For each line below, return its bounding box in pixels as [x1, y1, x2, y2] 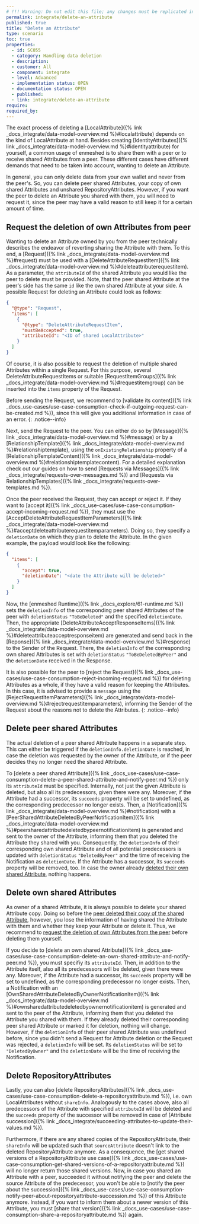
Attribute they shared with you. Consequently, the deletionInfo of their [6, 839, 179, 846]
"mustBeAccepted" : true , [21, 327, 84, 333]
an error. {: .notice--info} [6, 416, 66, 423]
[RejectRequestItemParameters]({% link [6, 693, 104, 700]
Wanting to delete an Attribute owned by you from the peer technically [6, 238, 178, 245]
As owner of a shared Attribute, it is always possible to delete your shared [6, 903, 187, 910]
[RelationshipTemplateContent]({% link [6, 452, 101, 460]
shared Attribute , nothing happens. [6, 870, 91, 878]
